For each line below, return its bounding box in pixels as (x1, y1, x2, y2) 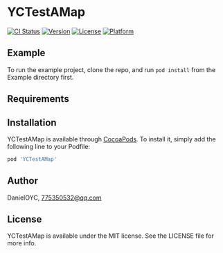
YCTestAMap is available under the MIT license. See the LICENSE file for (7, 232, 215, 240)
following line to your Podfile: (7, 142, 91, 150)
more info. (7, 239, 37, 247)
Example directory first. (7, 73, 74, 81)
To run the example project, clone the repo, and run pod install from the (7, 65, 216, 73)
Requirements (7, 93, 69, 105)
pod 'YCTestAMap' (7, 155, 57, 163)
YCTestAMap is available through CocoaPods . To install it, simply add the (7, 134, 216, 143)
